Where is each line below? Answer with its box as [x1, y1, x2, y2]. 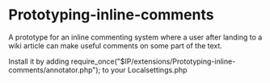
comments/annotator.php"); [8, 64, 101, 74]
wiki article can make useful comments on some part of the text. [8, 40, 222, 50]
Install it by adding [8, 56, 70, 66]
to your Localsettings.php [102, 64, 188, 74]
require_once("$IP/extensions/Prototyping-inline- [70, 56, 236, 66]
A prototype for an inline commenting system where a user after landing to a [8, 32, 263, 42]
